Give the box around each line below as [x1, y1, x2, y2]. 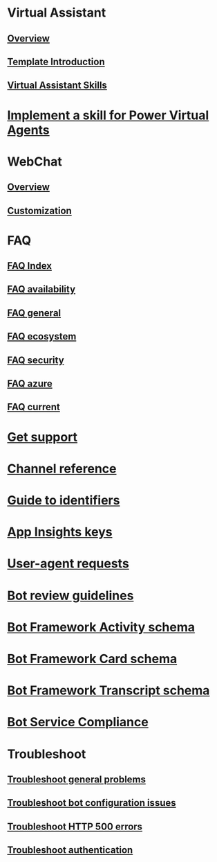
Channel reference [7, 461, 117, 476]
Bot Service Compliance [7, 714, 149, 730]
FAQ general [7, 307, 62, 319]
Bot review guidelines [7, 588, 134, 604]
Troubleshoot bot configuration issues [7, 797, 176, 809]
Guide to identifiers [7, 493, 120, 508]
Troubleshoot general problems [7, 773, 147, 785]
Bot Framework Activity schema [7, 619, 196, 635]
